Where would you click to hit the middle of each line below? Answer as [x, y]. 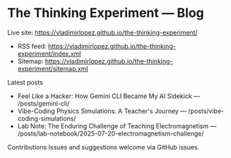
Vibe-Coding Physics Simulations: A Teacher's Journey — [102, 111]
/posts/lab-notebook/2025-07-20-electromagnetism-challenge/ [111, 133]
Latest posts [25, 82]
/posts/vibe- [206, 111]
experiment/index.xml [49, 54]
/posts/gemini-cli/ [43, 103]
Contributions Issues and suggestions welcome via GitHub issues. [103, 147]
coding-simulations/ [47, 119]
